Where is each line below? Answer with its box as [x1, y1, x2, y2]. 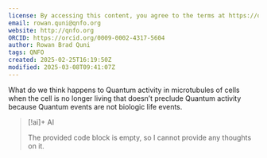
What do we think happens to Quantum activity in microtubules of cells [8, 85, 240, 94]
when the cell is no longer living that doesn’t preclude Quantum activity [8, 93, 242, 103]
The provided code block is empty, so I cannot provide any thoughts [27, 133, 252, 142]
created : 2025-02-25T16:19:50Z [8, 56, 112, 64]
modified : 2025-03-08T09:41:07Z [8, 64, 115, 71]
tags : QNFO [8, 48, 44, 56]
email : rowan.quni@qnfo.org [8, 19, 102, 27]
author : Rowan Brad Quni [8, 41, 91, 49]
